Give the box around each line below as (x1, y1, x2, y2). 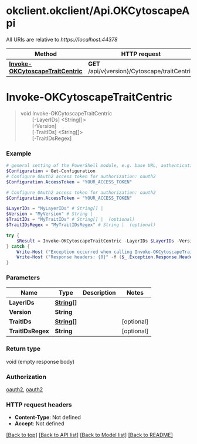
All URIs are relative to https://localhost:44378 (6, 36, 118, 43)
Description (82, 289, 116, 297)
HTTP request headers (6, 400, 72, 408)
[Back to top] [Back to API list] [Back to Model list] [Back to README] (6, 432, 173, 439)
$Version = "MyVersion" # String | (6, 211, 93, 217)
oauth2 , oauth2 (6, 386, 43, 393)
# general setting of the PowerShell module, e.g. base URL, (6, 163, 159, 169)
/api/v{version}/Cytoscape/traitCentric (87, 67, 195, 75)
